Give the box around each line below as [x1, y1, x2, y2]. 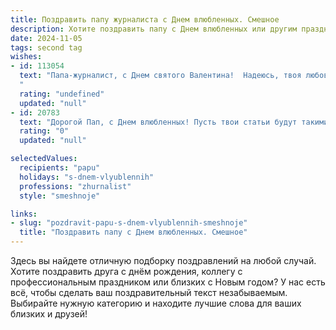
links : [10, 209, 38, 219]
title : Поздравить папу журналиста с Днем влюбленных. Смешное [10, 14, 280, 25]
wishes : [10, 52, 43, 62]
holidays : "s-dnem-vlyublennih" [19, 172, 155, 182]
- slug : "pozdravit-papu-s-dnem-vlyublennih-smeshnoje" [10, 218, 248, 228]
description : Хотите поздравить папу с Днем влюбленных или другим [10, 24, 298, 34]
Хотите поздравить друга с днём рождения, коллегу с [10, 266, 243, 277]
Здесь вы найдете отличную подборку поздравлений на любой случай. [10, 255, 317, 266]
